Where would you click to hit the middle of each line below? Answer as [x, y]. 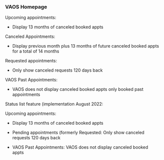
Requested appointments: [31, 61]
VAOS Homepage [26, 7]
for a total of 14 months [36, 51]
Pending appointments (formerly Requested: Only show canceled [78, 133]
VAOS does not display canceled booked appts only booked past [78, 89]
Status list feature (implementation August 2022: [54, 104]
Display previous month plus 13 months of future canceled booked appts [86, 46]
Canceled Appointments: [30, 37]
